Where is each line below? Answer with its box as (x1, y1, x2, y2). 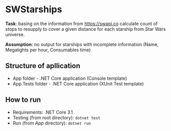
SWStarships (5, 4, 62, 15)
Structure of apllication (5, 61, 81, 70)
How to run (5, 96, 41, 104)
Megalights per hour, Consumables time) (5, 47, 91, 53)
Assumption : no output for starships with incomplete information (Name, (5, 41, 159, 47)
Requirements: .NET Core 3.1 (12, 109, 73, 115)
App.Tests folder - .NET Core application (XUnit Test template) (12, 80, 144, 86)
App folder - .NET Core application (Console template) (12, 75, 128, 81)
